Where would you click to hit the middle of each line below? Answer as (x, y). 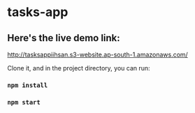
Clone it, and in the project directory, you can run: (79, 68)
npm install (28, 85)
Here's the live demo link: (64, 38)
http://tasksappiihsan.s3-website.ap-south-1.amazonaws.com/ (98, 54)
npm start (24, 102)
